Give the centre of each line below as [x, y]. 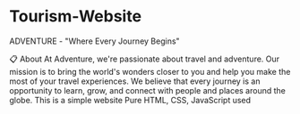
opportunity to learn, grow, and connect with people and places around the [148, 90]
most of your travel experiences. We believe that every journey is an [135, 81]
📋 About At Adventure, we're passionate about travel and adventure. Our [145, 59]
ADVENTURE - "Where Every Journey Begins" [95, 41]
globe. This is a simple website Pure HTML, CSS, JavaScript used [130, 100]
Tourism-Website [75, 16]
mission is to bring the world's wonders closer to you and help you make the [150, 71]
